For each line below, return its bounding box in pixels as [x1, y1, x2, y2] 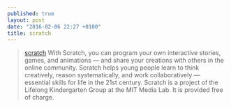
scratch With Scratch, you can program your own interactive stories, [24, 49, 221, 57]
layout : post [7, 17, 45, 24]
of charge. [24, 93, 54, 102]
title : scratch [7, 29, 52, 37]
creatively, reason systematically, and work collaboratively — [24, 71, 200, 79]
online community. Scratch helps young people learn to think [24, 63, 200, 72]
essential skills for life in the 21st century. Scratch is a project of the [24, 78, 218, 87]
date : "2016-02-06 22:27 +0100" [7, 23, 101, 30]
